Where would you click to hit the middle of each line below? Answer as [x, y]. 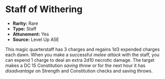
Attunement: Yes [31, 34]
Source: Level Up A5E [36, 39]
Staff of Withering [44, 9]
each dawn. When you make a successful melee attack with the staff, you [82, 55]
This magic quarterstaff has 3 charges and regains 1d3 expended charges [82, 49]
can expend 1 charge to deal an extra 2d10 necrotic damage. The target [80, 60]
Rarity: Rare [25, 23]
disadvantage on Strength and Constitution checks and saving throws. [79, 71]
